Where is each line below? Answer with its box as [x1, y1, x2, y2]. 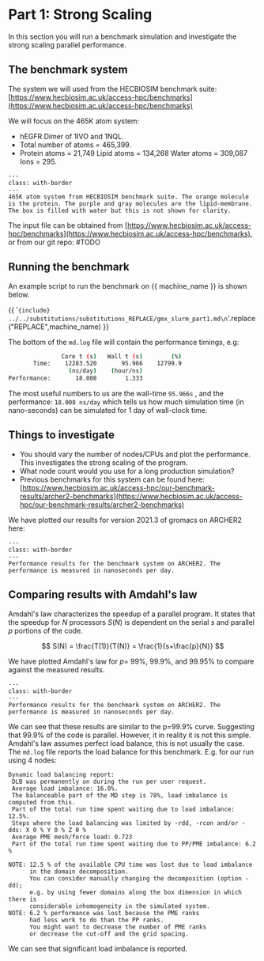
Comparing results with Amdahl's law [8, 588, 198, 602]
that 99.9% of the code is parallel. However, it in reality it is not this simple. [8, 730, 251, 740]
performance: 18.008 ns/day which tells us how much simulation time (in [8, 397, 244, 407]
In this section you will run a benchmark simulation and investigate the [8, 32, 237, 41]
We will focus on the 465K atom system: [8, 116, 140, 126]
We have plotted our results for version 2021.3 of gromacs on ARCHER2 [8, 515, 243, 524]
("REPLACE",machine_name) [8, 322, 101, 331]
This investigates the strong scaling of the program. [19, 457, 188, 467]
